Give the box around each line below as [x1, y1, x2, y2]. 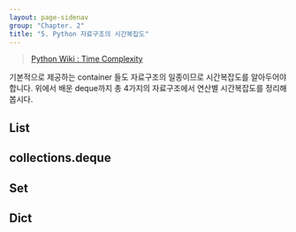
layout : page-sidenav [9, 12, 89, 22]
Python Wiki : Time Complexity [30, 54, 143, 65]
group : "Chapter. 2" [9, 21, 86, 30]
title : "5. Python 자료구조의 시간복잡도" [9, 29, 149, 38]
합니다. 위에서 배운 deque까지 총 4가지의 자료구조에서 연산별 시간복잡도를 [9, 83, 263, 94]
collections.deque [9, 151, 112, 166]
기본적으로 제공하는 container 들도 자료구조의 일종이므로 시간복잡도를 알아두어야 [9, 72, 287, 82]
